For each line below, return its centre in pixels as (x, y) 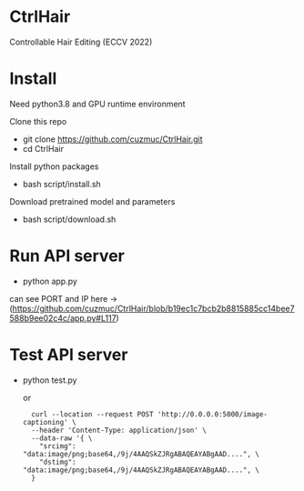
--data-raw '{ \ (62, 438)
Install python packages (54, 166)
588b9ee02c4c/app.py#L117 (63, 318)
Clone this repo (38, 121)
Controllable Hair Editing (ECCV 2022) (81, 42)
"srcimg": (58, 446)
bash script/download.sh (69, 219)
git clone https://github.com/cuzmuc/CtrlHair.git (112, 139)
